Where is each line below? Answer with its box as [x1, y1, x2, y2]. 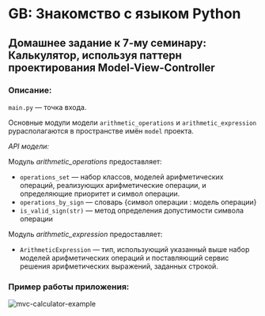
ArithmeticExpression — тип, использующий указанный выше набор [19, 244, 250, 254]
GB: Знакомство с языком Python [8, 5, 241, 23]
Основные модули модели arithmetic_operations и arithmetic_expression [8, 118, 257, 127]
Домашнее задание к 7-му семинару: [8, 36, 207, 50]
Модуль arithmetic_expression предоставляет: [8, 229, 163, 239]
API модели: [8, 141, 50, 151]
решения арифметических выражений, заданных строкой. [19, 261, 219, 271]
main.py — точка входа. [8, 102, 87, 111]
